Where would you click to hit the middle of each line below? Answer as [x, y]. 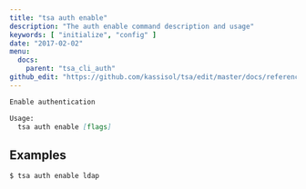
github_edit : [34, 77]
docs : [28, 60]
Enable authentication [52, 102]
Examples [38, 155]
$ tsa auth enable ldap [55, 176]
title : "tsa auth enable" [58, 18]
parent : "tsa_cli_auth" [71, 69]
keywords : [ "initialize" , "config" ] [83, 35]
